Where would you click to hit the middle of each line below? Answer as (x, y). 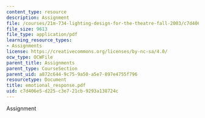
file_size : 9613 (27, 29)
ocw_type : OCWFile (30, 57)
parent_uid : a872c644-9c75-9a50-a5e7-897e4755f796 (72, 74)
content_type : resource (37, 12)
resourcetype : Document (37, 80)
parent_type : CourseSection (42, 68)
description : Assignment (38, 18)
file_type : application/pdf (42, 35)
